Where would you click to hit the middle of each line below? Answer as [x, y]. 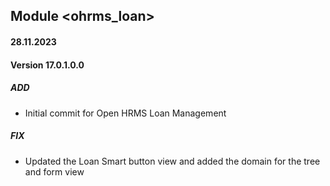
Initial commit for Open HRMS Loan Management [125, 113]
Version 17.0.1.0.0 [47, 65]
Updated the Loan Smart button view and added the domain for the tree [172, 161]
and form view [54, 171]
